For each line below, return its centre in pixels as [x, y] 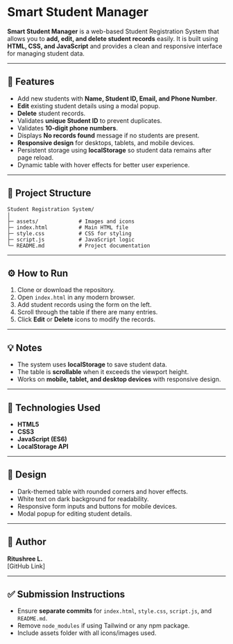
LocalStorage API [43, 446]
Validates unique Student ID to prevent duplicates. [89, 120]
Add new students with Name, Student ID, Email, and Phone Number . [117, 99]
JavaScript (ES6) [42, 439]
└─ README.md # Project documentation [79, 246]
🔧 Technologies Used [54, 408]
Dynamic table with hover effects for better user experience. [103, 164]
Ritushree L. [25, 559]
